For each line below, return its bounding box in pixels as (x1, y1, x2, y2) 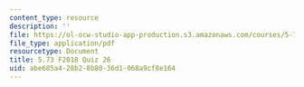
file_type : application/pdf (9, 38, 116, 48)
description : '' (9, 22, 71, 31)
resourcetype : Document (9, 47, 100, 56)
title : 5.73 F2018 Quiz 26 (9, 55, 111, 64)
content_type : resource (9, 13, 100, 23)
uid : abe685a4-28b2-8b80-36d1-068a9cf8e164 (9, 64, 176, 73)
